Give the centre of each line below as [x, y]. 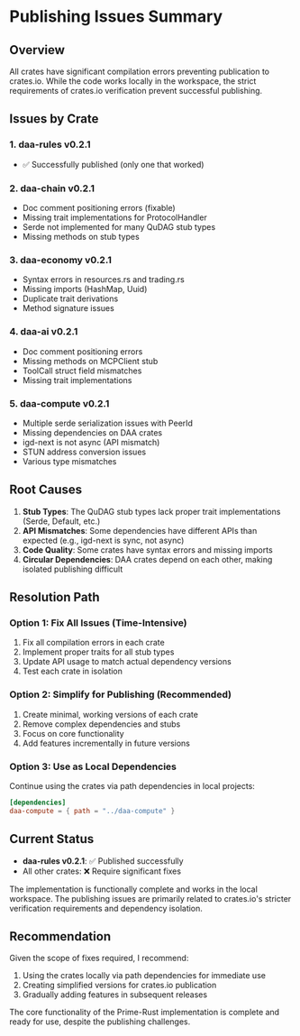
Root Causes [46, 490]
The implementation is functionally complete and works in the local [134, 889]
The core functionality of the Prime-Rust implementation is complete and [145, 1013]
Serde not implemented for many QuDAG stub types [119, 226]
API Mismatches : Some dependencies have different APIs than [140, 530]
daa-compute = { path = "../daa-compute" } [92, 811]
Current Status [52, 839]
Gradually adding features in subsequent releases [115, 995]
